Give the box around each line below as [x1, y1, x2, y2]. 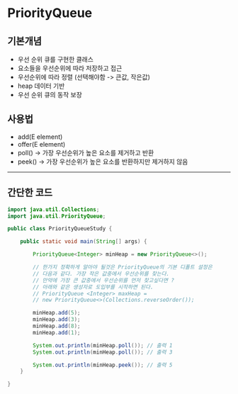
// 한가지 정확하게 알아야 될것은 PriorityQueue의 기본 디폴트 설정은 [33, 264, 212, 271]
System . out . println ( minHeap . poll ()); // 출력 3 [33, 349, 173, 356]
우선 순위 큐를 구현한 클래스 [17, 55, 94, 63]
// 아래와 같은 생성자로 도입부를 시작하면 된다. [33, 283, 154, 291]
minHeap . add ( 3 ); [33, 316, 81, 323]
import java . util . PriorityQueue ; [7, 213, 106, 220]
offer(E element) [17, 140, 66, 148]
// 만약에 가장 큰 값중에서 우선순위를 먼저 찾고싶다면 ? [33, 276, 175, 284]
